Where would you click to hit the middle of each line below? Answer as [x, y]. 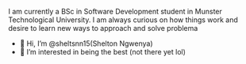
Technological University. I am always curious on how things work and [123, 20]
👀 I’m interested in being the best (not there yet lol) [103, 52]
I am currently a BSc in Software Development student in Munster [115, 11]
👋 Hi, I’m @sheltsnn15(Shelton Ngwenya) [86, 43]
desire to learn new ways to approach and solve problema [103, 28]
